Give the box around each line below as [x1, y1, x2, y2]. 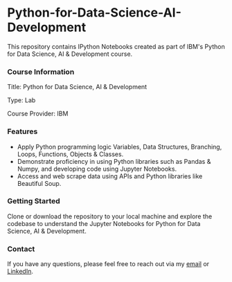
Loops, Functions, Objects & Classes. [17, 150, 124, 158]
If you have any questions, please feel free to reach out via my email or [7, 260, 210, 268]
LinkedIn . [7, 267, 33, 276]
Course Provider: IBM [7, 109, 69, 118]
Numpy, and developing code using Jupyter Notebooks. [17, 164, 177, 173]
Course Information [7, 67, 75, 77]
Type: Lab [7, 96, 36, 104]
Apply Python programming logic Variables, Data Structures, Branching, [17, 142, 222, 151]
